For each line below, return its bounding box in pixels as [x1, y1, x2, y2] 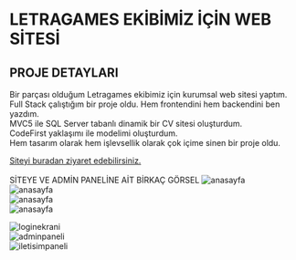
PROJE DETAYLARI [9, 65, 119, 80]
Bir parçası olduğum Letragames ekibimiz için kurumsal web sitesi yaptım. [9, 89, 288, 99]
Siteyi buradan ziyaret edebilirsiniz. [9, 155, 142, 166]
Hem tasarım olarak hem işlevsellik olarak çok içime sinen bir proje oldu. [9, 138, 281, 148]
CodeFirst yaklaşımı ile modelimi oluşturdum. [9, 128, 178, 139]
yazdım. [9, 109, 39, 119]
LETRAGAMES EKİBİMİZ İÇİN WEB [9, 9, 272, 30]
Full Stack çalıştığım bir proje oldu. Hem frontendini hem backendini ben [9, 99, 280, 109]
